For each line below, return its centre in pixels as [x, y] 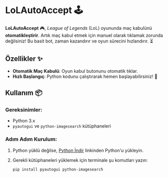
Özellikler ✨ [24, 59]
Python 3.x [24, 121]
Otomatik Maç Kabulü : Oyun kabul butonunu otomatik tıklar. [75, 71]
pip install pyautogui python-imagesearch [58, 169]
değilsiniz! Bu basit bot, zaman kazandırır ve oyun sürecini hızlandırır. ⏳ [79, 41]
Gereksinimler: [24, 110]
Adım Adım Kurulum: [31, 139]
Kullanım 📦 [24, 93]
